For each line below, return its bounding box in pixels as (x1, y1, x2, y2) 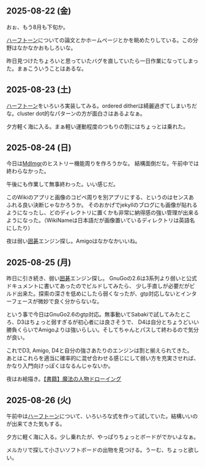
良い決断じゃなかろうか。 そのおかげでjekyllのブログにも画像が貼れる (22, 202, 198, 209)
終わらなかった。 (6, 168, 50, 175)
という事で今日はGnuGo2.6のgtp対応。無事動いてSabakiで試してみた (6, 311, 181, 318)
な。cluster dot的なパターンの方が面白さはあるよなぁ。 (6, 109, 146, 117)
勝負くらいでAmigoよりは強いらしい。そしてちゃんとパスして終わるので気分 (6, 326, 199, 334)
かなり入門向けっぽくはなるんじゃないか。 (6, 362, 114, 370)
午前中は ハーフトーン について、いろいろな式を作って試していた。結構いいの (6, 412, 198, 420)
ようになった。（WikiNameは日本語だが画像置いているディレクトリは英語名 (6, 217, 195, 224)
